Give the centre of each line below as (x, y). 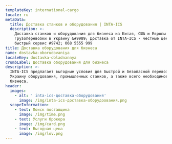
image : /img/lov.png (41, 133)
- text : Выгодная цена (39, 129)
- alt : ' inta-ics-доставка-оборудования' (60, 95)
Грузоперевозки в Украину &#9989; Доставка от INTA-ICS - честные (87, 39)
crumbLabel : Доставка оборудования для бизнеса (57, 62)
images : (18, 91)
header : (14, 86)
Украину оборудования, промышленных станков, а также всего (75, 77)
